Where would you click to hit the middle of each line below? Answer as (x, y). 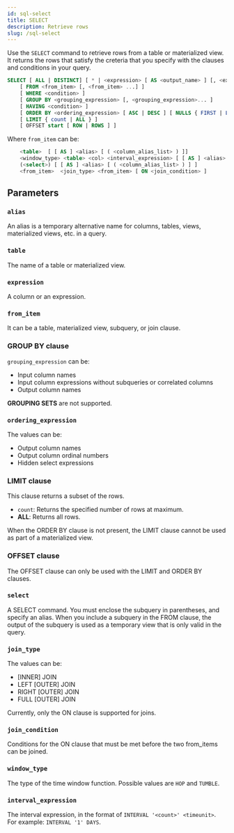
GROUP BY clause (38, 346)
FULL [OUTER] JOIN (46, 699)
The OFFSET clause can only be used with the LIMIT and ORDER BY (105, 571)
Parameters (33, 193)
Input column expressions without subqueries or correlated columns (115, 382)
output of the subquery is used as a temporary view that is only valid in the (114, 625)
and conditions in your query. (49, 68)
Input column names (47, 375)
